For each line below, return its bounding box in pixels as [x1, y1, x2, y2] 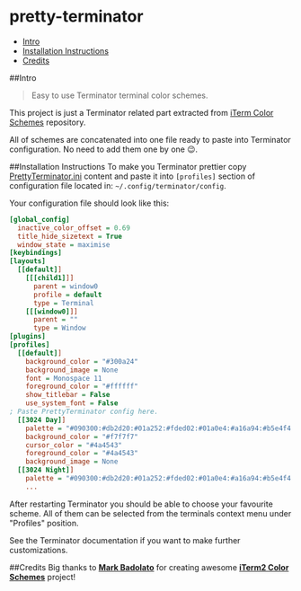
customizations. [9, 544, 68, 555]
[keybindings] [9, 249, 63, 258]
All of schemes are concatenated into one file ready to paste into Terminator [9, 134, 292, 145]
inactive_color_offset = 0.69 [17, 223, 130, 233]
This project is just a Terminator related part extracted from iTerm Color [9, 107, 274, 118]
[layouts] [9, 257, 47, 266]
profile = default [32, 290, 102, 299]
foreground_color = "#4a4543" [25, 449, 139, 458]
